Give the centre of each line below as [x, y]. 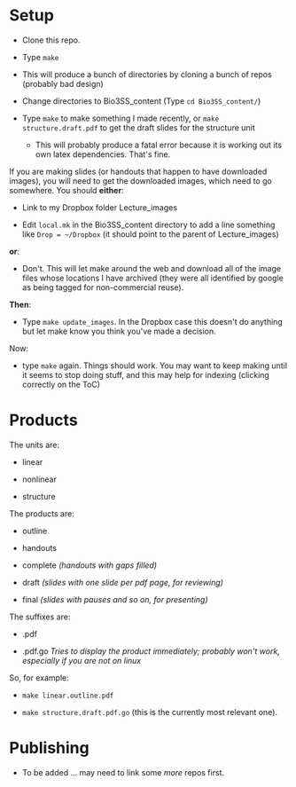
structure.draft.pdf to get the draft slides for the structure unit [138, 127]
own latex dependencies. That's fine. [103, 154]
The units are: [35, 445]
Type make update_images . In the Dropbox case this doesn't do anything [152, 321]
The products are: [42, 513]
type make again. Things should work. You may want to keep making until [155, 366]
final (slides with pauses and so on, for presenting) [115, 599]
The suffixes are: [40, 617]
